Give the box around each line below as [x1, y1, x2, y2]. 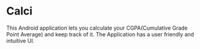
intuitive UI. [6, 37, 35, 44]
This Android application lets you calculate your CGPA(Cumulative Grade [6, 24, 188, 31]
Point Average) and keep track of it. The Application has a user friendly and [6, 30, 195, 38]
